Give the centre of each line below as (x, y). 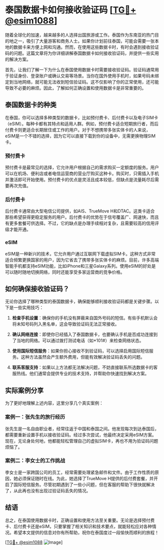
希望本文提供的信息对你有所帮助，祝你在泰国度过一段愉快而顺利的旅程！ (86, 532)
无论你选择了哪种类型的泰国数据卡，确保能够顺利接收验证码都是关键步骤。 (80, 301)
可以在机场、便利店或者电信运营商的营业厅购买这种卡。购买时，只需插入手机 (82, 173)
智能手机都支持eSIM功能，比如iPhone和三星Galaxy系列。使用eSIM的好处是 (81, 266)
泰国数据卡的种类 (31, 105)
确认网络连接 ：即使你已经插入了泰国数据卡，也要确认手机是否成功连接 (83, 335)
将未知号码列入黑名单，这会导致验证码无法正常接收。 (66, 324)
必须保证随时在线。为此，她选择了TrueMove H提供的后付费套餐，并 (86, 478)
